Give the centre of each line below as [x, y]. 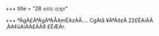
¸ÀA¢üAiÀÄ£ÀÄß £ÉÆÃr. [35, 27]
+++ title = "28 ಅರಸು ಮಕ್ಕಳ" [37, 9]
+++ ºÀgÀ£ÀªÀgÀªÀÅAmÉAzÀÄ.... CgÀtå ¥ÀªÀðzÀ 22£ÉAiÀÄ [79, 20]
